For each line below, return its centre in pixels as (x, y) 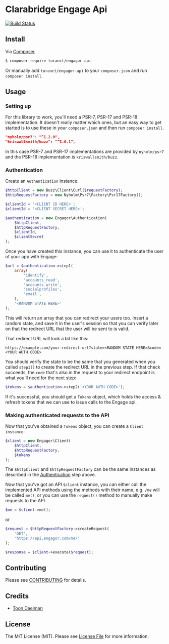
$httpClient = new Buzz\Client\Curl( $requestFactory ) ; (64, 190)
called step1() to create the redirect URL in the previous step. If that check (83, 367)
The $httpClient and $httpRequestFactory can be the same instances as (80, 469)
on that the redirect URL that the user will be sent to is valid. (67, 329)
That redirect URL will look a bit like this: (47, 338)
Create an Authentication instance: (42, 181)
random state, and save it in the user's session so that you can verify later (82, 323)
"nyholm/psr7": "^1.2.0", (32, 137)
